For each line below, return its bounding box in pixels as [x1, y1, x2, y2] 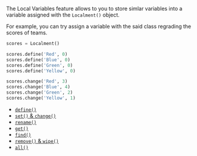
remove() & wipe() [14, 137, 59, 144]
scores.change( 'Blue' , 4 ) [6, 84, 70, 90]
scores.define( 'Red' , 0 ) [6, 51, 68, 57]
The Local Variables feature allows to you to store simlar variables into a [6, 5, 183, 12]
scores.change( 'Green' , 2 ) [6, 90, 73, 95]
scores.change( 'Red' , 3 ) [6, 78, 68, 85]
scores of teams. [6, 29, 48, 36]
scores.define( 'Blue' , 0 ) [6, 56, 70, 63]
